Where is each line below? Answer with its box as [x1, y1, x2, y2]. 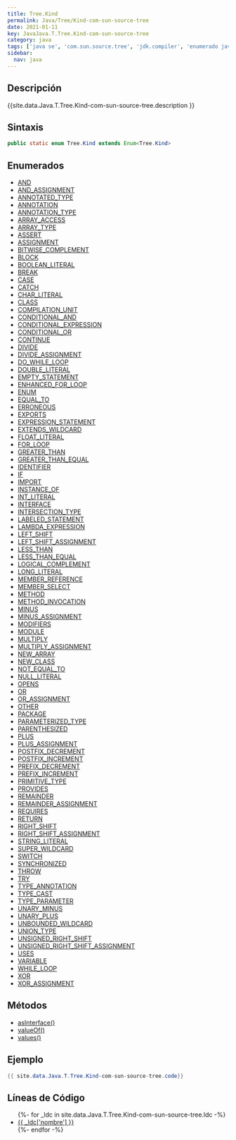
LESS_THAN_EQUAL [17, 552, 77, 561]
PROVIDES [17, 785, 48, 793]
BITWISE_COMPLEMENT [17, 246, 90, 254]
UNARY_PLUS [17, 912, 58, 920]
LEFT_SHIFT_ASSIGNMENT [17, 538, 97, 546]
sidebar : [7, 50, 33, 57]
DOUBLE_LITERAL [17, 366, 71, 374]
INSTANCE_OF [17, 485, 60, 494]
